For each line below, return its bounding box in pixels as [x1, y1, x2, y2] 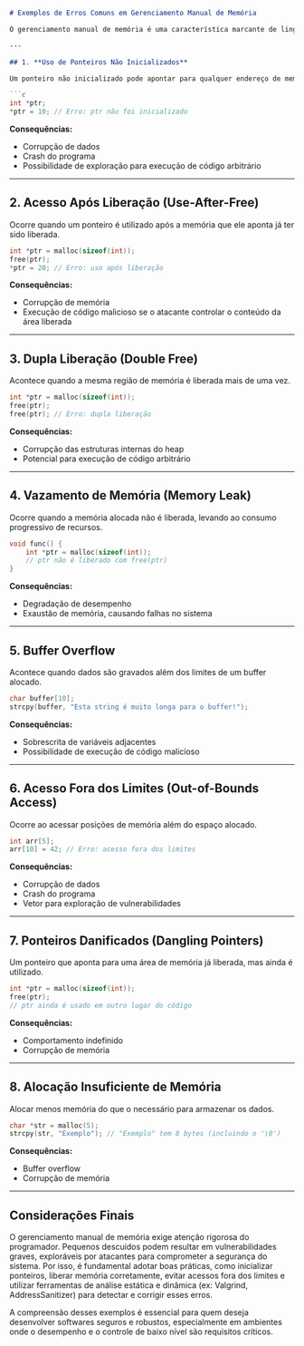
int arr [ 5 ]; [9, 837, 54, 846]
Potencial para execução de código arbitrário [22, 453, 192, 464]
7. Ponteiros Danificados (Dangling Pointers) [9, 933, 264, 948]
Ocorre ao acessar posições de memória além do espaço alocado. [9, 818, 258, 829]
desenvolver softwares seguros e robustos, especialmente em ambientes [9, 1317, 283, 1328]
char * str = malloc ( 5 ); [9, 1120, 100, 1130]
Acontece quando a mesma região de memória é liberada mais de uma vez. [9, 375, 291, 386]
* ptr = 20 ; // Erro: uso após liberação [9, 263, 165, 272]
